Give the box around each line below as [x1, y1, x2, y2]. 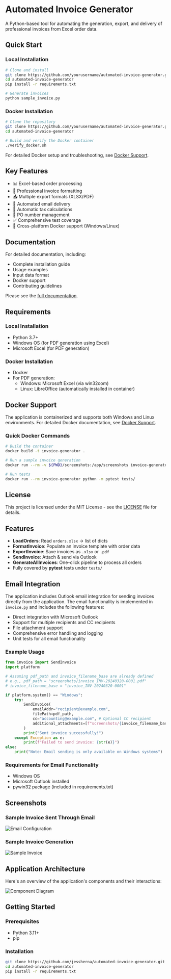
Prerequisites [5, 918, 39, 925]
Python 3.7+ [12, 334, 39, 340]
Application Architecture [5, 864, 85, 873]
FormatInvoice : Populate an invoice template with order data [12, 543, 140, 549]
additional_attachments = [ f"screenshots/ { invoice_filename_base [32, 720, 169, 726]
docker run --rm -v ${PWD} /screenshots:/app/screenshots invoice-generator [5, 462, 169, 468]
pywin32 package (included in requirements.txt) [12, 784, 113, 790]
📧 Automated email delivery [12, 201, 71, 207]
